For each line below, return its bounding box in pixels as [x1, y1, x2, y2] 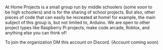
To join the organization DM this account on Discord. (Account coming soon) [5, 39, 159, 45]
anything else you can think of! [5, 30, 67, 35]
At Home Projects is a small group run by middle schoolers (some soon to [5, 4, 152, 10]
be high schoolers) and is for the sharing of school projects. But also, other [5, 9, 155, 15]
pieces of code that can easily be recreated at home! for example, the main [5, 15, 156, 20]
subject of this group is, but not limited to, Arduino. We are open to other [5, 19, 150, 25]
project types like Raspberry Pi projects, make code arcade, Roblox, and [5, 25, 150, 31]
